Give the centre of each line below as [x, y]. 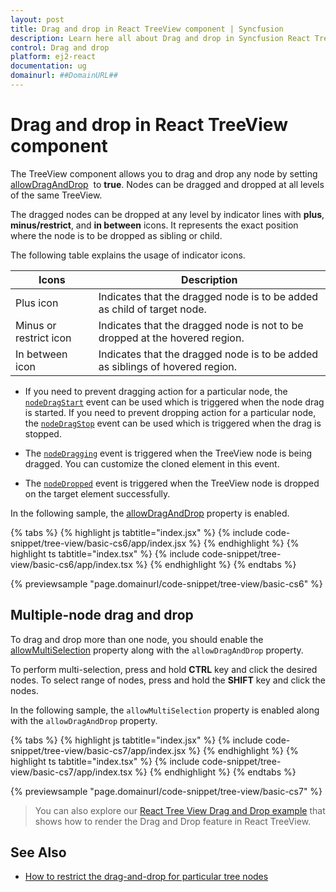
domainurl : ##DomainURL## [64, 76]
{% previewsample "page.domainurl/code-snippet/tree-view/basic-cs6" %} [166, 583]
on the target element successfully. [97, 493]
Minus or [36, 325]
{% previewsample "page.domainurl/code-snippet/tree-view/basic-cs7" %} [166, 791]
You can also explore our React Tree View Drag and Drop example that [180, 810]
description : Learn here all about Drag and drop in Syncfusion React [160, 38]
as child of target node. [152, 309]
